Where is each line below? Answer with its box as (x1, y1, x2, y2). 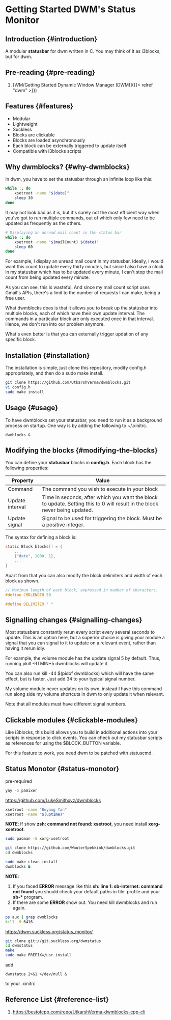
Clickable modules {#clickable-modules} (5, 716, 138, 724)
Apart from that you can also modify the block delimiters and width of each (5, 572, 163, 578)
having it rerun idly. (5, 645, 46, 651)
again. (12, 904, 26, 911)
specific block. (5, 336, 37, 343)
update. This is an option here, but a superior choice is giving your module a (5, 635, 165, 641)
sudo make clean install (5, 859, 58, 865)
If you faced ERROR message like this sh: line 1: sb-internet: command (12, 883, 163, 889)
